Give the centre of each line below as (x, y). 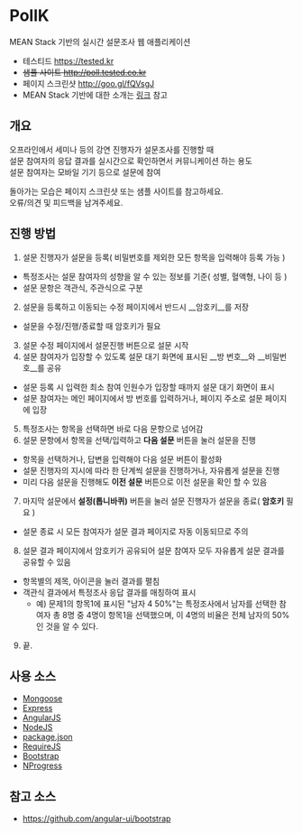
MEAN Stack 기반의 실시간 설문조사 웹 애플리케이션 (100, 42)
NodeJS (37, 727)
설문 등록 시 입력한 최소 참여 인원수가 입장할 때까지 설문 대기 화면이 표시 (148, 387)
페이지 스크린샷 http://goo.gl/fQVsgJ (88, 83)
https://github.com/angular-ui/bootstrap (96, 819)
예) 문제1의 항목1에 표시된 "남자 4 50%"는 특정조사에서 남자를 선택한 (156, 603)
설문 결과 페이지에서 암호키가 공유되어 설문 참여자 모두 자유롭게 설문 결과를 (154, 551)
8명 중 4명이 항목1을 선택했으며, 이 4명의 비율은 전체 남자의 (166, 615)
